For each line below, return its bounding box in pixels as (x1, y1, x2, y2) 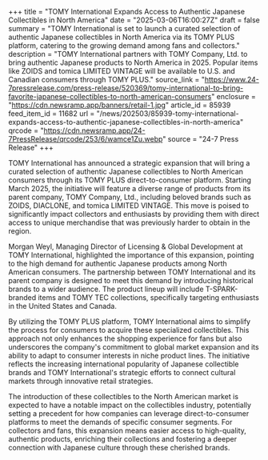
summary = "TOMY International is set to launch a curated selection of (8, 24, 241, 33)
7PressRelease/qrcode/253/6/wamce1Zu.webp (8, 134, 163, 143)
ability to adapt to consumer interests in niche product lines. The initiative (8, 351, 250, 360)
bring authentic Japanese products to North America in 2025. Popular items (8, 58, 258, 67)
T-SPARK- (205, 284, 238, 294)
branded (8, 293, 37, 302)
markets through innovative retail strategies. (8, 376, 154, 386)
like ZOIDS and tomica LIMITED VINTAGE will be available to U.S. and (8, 66, 236, 75)
